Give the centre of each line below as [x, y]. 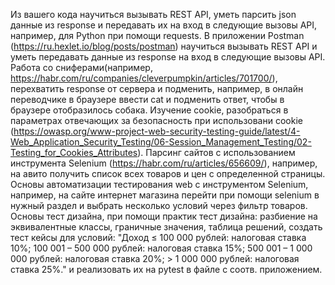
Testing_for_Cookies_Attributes [74, 152]
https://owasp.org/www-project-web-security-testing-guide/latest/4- [157, 131]
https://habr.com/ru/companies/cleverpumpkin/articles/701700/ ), [144, 78]
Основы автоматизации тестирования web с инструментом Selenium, [159, 184]
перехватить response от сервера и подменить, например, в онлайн [157, 88]
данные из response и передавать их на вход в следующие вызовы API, [164, 25]
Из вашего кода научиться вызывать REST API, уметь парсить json [153, 14]
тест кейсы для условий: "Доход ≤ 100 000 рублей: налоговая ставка [158, 237]
